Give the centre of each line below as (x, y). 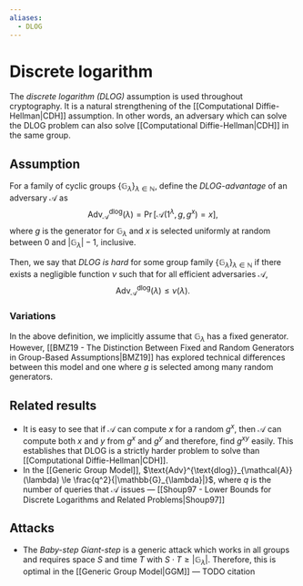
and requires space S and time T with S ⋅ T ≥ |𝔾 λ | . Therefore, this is (149, 561)
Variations (33, 316)
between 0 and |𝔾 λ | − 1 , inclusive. (73, 244)
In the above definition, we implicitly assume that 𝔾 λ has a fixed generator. (149, 337)
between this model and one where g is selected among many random (141, 367)
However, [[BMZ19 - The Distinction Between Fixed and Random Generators (152, 348)
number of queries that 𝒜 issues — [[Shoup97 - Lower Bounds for (147, 489)
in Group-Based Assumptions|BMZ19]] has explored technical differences (147, 357)
